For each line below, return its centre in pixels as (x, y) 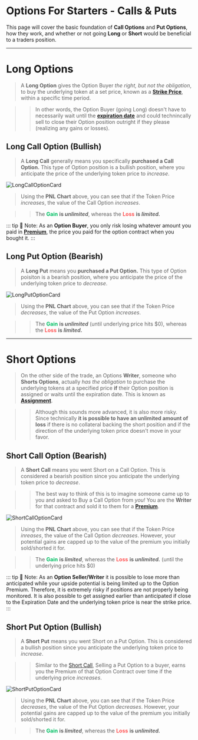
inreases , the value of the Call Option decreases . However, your (98, 535)
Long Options (40, 69)
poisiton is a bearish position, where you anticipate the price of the (101, 277)
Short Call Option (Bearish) (57, 455)
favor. (42, 437)
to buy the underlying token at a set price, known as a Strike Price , (102, 91)
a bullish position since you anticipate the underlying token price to (102, 647)
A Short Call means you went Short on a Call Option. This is (93, 470)
